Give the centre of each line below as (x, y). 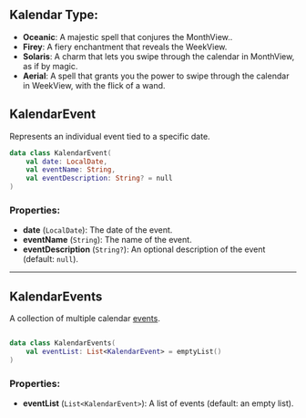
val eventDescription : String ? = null (99, 178)
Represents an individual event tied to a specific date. (110, 136)
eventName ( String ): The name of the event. (107, 240)
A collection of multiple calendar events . (85, 319)
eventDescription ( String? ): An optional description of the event (144, 249)
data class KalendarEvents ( (63, 343)
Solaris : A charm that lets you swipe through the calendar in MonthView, (158, 56)
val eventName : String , (71, 170)
